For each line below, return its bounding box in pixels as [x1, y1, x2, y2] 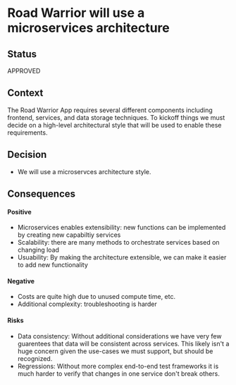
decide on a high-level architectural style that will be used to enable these [7, 121, 222, 129]
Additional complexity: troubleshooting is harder [17, 300, 157, 308]
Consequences [7, 188, 76, 200]
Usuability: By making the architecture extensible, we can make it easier [17, 253, 227, 262]
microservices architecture [7, 20, 170, 36]
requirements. [7, 128, 48, 137]
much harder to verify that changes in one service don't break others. [17, 369, 220, 378]
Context [7, 87, 44, 99]
